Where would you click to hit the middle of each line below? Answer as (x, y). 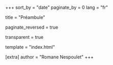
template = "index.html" (30, 47)
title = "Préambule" (25, 17)
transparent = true (24, 37)
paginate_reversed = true (32, 27)
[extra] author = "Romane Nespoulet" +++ (50, 57)
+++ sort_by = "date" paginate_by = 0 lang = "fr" (57, 7)
